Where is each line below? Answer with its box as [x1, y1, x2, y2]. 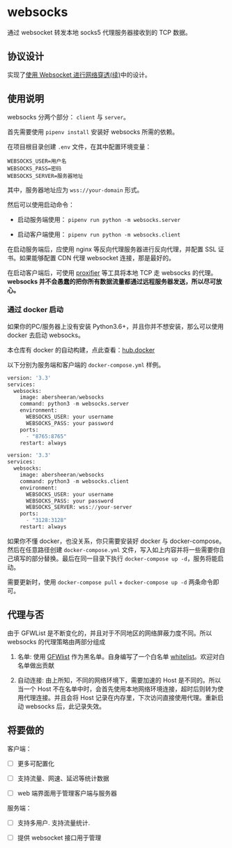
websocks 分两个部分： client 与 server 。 [7, 112, 130, 121]
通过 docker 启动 [7, 305, 64, 315]
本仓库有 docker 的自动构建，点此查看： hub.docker [7, 345, 155, 354]
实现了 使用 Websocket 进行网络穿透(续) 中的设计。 [7, 70, 151, 79]
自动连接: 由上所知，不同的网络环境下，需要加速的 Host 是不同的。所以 [17, 676, 222, 684]
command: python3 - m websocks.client [20, 477, 130, 485]
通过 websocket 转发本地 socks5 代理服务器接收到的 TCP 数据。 [7, 28, 192, 36]
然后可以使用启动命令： [7, 200, 75, 209]
